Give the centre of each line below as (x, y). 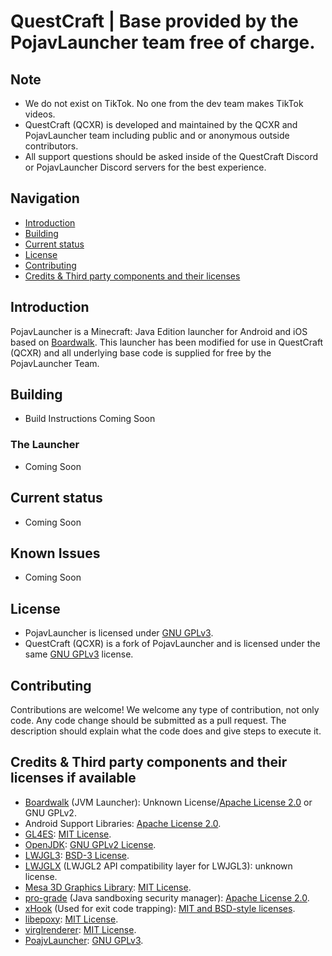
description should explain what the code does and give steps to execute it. (166, 731)
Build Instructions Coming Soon (90, 419)
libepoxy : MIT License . (71, 919)
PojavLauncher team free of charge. (163, 42)
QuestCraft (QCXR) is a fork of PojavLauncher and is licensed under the (172, 644)
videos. (40, 114)
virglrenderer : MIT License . (80, 929)
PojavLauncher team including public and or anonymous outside (157, 135)
